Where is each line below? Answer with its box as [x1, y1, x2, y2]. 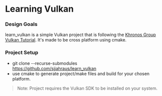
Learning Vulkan [5, 3, 74, 15]
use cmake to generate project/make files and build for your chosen [12, 71, 150, 77]
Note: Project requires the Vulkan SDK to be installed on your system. [17, 85, 158, 91]
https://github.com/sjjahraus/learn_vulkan [12, 65, 97, 71]
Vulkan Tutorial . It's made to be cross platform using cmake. [5, 37, 127, 43]
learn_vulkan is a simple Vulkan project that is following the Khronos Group [5, 32, 156, 38]
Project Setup [5, 49, 38, 56]
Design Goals [5, 21, 38, 28]
